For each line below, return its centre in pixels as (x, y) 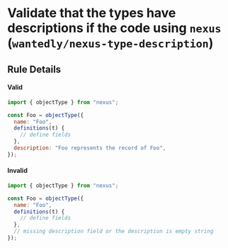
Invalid (18, 171)
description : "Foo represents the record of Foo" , (90, 148)
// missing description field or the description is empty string (114, 232)
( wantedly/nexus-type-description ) (110, 43)
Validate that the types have (92, 13)
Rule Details (34, 69)
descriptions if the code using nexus (114, 28)
